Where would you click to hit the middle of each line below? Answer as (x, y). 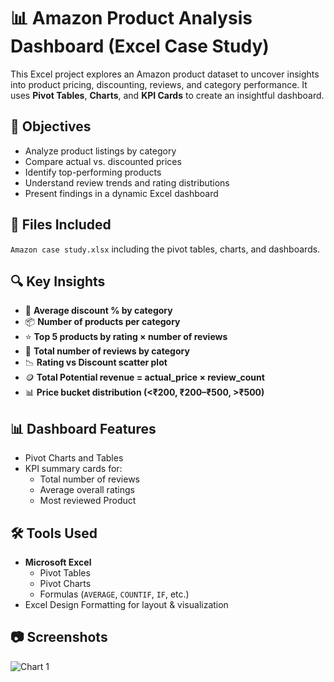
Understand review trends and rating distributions (127, 182)
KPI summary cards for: (73, 469)
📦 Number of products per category (102, 322)
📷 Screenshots (59, 637)
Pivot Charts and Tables (74, 458)
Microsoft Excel (58, 562)
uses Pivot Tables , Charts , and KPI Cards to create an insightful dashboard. (167, 95)
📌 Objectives (51, 126)
